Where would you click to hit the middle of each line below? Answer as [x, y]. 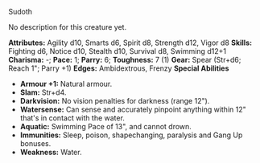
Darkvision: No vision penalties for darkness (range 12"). [115, 101]
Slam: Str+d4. [43, 92]
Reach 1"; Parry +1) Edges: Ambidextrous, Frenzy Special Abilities [119, 68]
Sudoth [21, 12]
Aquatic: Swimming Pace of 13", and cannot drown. [105, 126]
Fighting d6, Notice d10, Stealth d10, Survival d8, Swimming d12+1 [118, 51]
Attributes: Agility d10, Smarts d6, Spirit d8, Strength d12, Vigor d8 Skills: [130, 43]
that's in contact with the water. [72, 118]
